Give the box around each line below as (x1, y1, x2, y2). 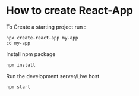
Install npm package (6, 50, 56, 57)
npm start (6, 84, 31, 90)
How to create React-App (6, 4, 134, 17)
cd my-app (6, 40, 31, 46)
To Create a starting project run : (6, 23, 86, 30)
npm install (6, 62, 36, 68)
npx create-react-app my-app (6, 35, 78, 41)
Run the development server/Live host (6, 72, 100, 79)
